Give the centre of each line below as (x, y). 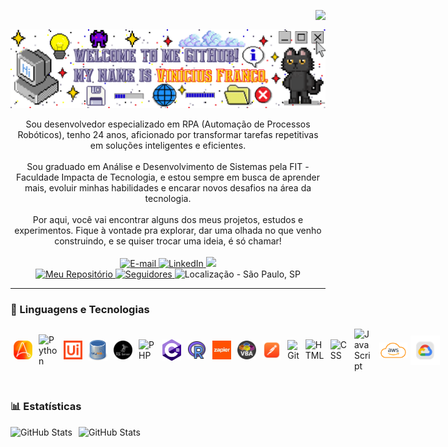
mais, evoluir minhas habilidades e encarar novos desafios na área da (168, 188)
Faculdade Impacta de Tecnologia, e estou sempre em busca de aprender (168, 177)
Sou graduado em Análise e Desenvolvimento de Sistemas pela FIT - (168, 166)
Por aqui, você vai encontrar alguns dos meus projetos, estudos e (168, 219)
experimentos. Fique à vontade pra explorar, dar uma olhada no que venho (168, 230)
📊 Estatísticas (46, 407)
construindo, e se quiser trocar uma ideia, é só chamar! (168, 241)
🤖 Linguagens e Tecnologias (80, 309)
